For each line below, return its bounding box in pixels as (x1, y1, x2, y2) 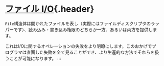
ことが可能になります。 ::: (9, 55, 61, 61)
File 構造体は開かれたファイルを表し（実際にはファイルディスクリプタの (5, 21, 151, 26)
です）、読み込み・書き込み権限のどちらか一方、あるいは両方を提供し (13, 26, 153, 32)
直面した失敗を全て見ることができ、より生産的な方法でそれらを (26, 49, 155, 55)
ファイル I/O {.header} (5, 3, 94, 15)
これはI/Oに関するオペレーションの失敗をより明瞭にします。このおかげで (5, 43, 152, 49)
